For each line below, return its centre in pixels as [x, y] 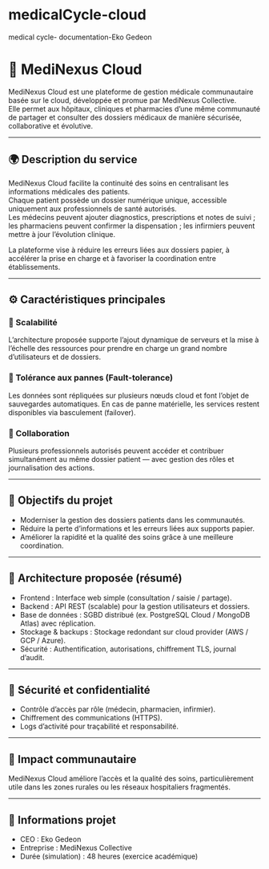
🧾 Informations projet [62, 820]
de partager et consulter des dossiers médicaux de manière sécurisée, [125, 117]
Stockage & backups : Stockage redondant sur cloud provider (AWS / [134, 631]
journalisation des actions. [52, 467]
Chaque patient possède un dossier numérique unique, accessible [118, 200]
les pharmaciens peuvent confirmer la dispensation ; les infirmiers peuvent [132, 226]
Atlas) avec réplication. [58, 623]
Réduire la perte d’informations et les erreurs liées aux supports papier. [137, 528]
